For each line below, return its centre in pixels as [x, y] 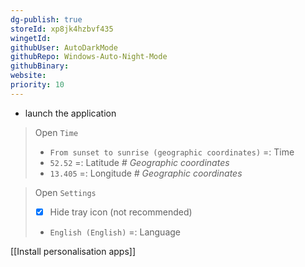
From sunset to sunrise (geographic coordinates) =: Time [172, 152]
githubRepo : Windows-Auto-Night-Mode [89, 57]
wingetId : [31, 38]
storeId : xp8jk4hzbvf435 [62, 29]
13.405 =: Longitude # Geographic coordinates [146, 173]
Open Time [56, 132]
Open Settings [65, 192]
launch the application [70, 113]
